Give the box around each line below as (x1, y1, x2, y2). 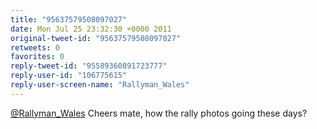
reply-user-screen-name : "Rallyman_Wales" (10, 80, 190, 90)
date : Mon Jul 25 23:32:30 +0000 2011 (10, 24, 172, 34)
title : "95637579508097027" (10, 14, 128, 25)
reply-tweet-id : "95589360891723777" (10, 61, 168, 71)
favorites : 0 (10, 52, 65, 62)
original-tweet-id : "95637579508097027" (10, 33, 182, 43)
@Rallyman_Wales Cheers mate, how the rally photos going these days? (10, 107, 308, 119)
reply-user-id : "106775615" (10, 71, 128, 81)
